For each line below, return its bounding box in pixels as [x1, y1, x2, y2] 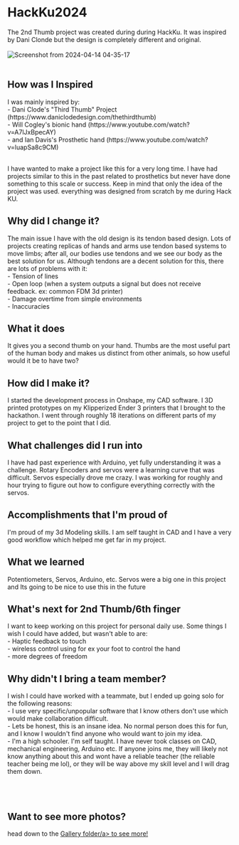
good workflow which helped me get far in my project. [7, 535, 166, 544]
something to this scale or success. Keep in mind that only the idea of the [7, 179, 223, 188]
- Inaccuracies [7, 302, 50, 310]
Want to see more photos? [7, 810, 127, 822]
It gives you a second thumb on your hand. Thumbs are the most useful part [7, 341, 230, 350]
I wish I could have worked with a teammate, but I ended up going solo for [7, 691, 224, 701]
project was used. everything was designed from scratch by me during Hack [7, 186, 232, 196]
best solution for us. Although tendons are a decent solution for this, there [7, 257, 224, 265]
